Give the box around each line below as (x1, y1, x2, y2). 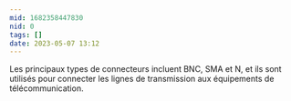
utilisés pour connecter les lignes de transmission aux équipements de (9, 74, 275, 85)
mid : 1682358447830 (9, 13, 84, 23)
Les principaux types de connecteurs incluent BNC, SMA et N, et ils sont (9, 64, 282, 75)
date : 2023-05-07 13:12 (9, 38, 100, 48)
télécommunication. (9, 83, 84, 94)
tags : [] (9, 30, 43, 39)
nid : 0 (9, 22, 35, 31)
